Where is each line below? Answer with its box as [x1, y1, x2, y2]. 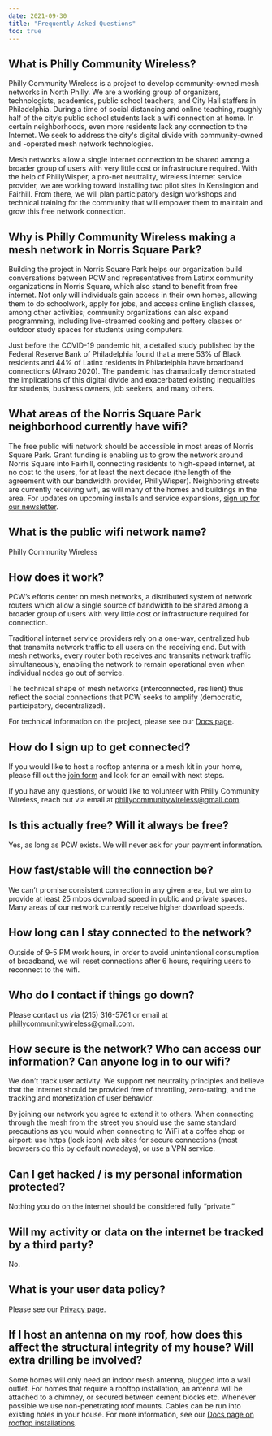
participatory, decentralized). [8, 701, 106, 711]
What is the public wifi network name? [8, 526, 207, 539]
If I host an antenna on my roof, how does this [8, 1328, 244, 1342]
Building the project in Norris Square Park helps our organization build [8, 265, 243, 274]
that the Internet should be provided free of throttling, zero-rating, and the [8, 1085, 256, 1095]
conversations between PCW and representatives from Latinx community [8, 273, 253, 283]
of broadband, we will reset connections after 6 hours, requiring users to [8, 956, 252, 966]
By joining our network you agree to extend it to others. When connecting [8, 1109, 254, 1119]
